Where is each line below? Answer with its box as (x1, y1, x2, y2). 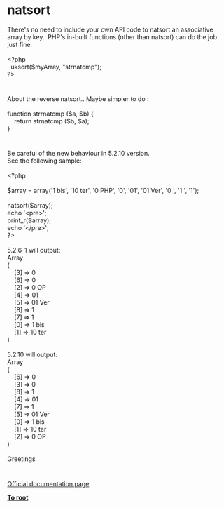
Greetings (7, 455, 36, 463)
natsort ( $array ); (7, 201, 54, 210)
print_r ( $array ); (7, 216, 51, 225)
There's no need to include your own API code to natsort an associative (7, 25, 213, 34)
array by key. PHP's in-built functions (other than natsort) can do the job (7, 32, 217, 41)
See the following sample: (7, 156, 82, 165)
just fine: (7, 40, 33, 48)
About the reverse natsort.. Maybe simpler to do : (7, 95, 149, 103)
